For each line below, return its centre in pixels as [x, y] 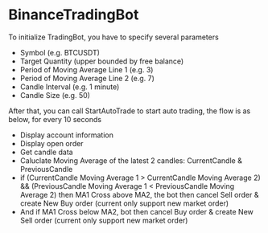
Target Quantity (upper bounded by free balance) [102, 61]
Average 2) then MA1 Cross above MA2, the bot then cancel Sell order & [139, 194]
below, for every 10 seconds [55, 119]
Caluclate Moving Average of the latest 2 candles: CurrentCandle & [131, 160]
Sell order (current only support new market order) [104, 220]
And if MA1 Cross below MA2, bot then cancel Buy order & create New [136, 211]
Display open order [52, 143]
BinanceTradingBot [74, 15]
